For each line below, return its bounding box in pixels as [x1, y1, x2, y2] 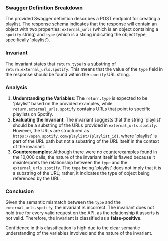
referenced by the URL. [12, 175, 61, 181]
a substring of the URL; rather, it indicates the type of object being [12, 170, 150, 176]
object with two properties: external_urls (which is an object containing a [5, 26, 158, 32]
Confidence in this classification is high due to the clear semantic [5, 225, 140, 231]
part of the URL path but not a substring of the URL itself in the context [12, 138, 159, 144]
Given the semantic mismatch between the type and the [5, 199, 121, 205]
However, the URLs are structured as [12, 127, 89, 133]
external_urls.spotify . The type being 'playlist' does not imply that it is [12, 165, 162, 171]
